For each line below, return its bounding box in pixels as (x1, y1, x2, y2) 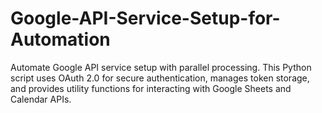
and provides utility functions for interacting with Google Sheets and (10, 82, 292, 94)
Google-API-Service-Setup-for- (10, 7, 281, 30)
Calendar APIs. (10, 93, 72, 105)
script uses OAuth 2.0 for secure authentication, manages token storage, (10, 72, 310, 84)
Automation (10, 28, 111, 51)
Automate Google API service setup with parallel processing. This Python (10, 61, 312, 73)
